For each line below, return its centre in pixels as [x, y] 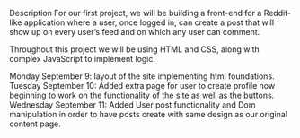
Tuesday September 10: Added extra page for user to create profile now [142, 86]
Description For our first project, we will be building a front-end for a [136, 13]
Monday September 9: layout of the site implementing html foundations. [142, 76]
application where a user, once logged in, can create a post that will [149, 22]
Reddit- [278, 13]
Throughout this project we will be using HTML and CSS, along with [135, 49]
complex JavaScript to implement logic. [82, 59]
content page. [35, 124]
